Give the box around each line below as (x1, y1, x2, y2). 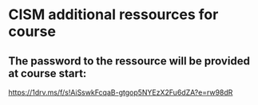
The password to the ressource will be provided (8, 54, 250, 68)
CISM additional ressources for (8, 6, 219, 24)
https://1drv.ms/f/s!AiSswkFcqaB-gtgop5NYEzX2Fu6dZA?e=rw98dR (8, 87, 233, 97)
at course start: (8, 66, 87, 80)
